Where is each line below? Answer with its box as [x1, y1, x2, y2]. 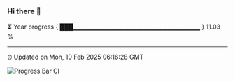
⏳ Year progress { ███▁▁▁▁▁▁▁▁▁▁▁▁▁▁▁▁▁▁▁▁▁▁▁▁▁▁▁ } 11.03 [7, 22, 221, 31]
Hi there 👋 [7, 6, 42, 16]
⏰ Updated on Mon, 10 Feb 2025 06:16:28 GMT [7, 53, 144, 62]
